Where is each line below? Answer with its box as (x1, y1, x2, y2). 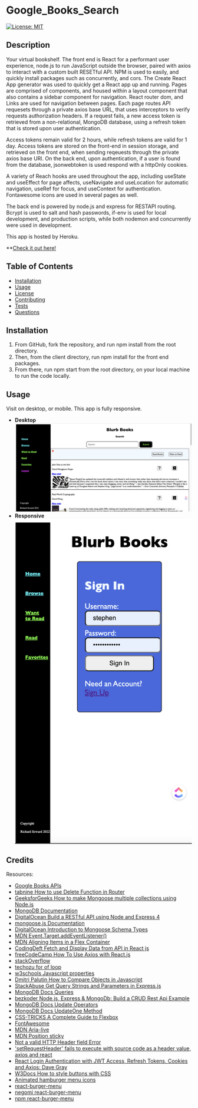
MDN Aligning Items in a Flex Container (14, 938, 110, 946)
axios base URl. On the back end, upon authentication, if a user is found (6, 154, 181, 162)
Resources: (6, 870, 34, 878)
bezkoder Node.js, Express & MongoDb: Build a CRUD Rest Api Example (14, 995, 190, 1002)
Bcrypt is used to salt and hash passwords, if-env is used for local (6, 209, 167, 216)
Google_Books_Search (6, 4, 119, 17)
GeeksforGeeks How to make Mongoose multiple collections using (14, 895, 177, 902)
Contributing (14, 296, 45, 303)
